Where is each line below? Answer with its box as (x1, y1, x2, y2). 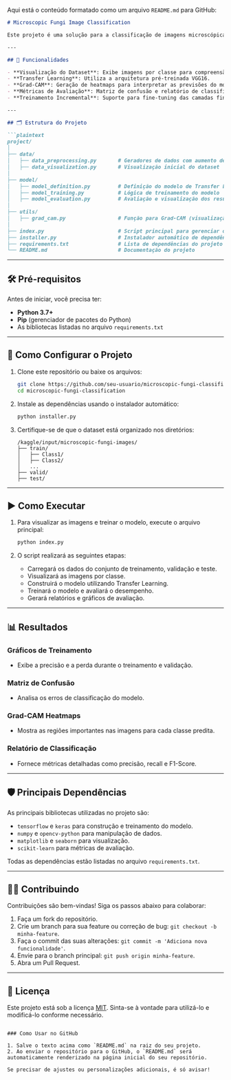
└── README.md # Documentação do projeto (7, 247, 195, 254)
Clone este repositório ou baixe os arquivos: (16, 368, 142, 376)
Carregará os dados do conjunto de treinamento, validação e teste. (27, 564, 218, 573)
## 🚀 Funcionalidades (7, 56, 69, 63)
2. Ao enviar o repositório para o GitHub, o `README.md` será (7, 1048, 192, 1055)
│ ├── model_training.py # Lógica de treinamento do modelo (7, 189, 220, 196)
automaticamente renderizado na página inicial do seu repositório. (7, 1055, 208, 1061)
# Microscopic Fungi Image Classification (7, 19, 131, 26)
